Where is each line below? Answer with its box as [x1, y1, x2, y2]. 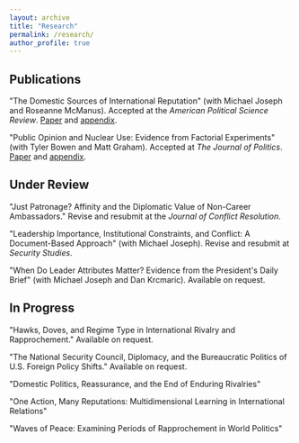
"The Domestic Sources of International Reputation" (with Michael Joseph [9, 95, 283, 106]
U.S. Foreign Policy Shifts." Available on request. [9, 361, 188, 372]
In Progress [9, 301, 75, 316]
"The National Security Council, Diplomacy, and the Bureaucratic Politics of [9, 351, 287, 362]
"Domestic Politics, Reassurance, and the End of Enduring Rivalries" [9, 378, 261, 389]
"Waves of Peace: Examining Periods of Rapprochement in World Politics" [9, 422, 283, 433]
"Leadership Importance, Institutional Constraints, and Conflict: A [9, 228, 251, 239]
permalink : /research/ [9, 30, 94, 39]
